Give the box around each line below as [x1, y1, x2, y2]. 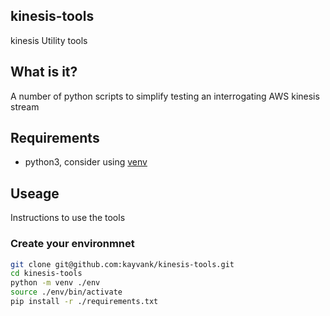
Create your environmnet [10, 237, 135, 251]
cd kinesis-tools [10, 269, 83, 279]
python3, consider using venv [24, 156, 148, 168]
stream [10, 100, 40, 113]
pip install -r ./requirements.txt [10, 297, 159, 307]
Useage [10, 185, 60, 202]
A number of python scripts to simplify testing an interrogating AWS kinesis [10, 90, 320, 102]
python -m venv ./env [10, 278, 101, 288]
